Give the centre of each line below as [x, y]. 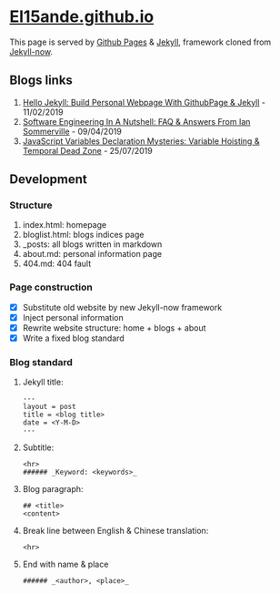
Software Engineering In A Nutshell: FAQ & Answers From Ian [136, 121]
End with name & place [65, 564]
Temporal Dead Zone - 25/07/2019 [87, 150]
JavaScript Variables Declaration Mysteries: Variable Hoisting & [141, 141]
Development [49, 179]
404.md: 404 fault [57, 264]
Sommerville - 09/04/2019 [72, 131]
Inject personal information [73, 317]
